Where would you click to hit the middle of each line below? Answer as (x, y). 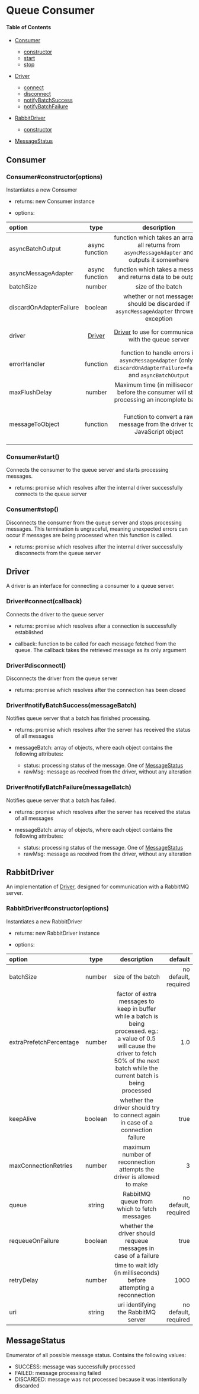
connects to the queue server (51, 494)
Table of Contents (29, 27)
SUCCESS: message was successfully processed (75, 1367)
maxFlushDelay (31, 392)
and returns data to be (149, 277)
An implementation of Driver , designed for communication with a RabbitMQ (98, 886)
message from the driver (153, 424)
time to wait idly (137, 1265)
